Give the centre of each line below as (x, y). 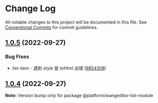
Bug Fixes (17, 57)
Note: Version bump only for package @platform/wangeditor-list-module (79, 96)
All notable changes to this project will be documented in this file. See (76, 22)
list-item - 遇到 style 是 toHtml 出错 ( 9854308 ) (59, 68)
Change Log (30, 9)
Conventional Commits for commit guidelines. (51, 27)
